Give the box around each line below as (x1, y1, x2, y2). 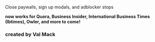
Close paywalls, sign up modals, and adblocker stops (5, 4, 114, 10)
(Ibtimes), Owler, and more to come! (5, 19, 81, 24)
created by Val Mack (5, 31, 55, 38)
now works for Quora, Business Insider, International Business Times (5, 14, 150, 19)
